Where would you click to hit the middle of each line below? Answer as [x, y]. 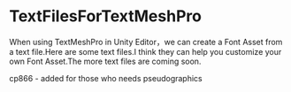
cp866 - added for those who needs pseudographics [106, 78]
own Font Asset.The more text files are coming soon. [105, 61]
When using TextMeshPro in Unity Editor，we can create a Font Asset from [146, 42]
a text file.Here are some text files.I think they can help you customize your [145, 51]
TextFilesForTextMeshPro [105, 16]
